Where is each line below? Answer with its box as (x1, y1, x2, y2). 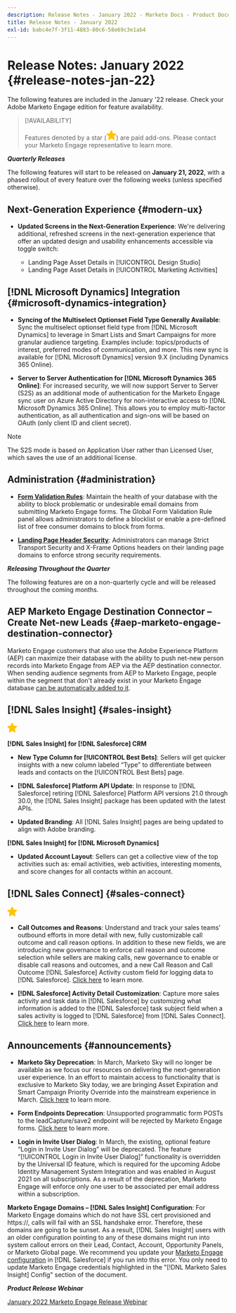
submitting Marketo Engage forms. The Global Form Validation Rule (17, 507, 213, 515)
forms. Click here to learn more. (17, 1124, 110, 1132)
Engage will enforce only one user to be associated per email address (17, 1182, 220, 1190)
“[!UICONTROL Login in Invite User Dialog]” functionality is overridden (17, 1152, 221, 1161)
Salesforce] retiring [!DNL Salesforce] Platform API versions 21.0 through (17, 789, 228, 798)
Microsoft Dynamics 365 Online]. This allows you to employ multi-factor (17, 404, 226, 412)
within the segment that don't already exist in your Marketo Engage (7, 676, 202, 685)
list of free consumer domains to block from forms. (17, 522, 165, 530)
